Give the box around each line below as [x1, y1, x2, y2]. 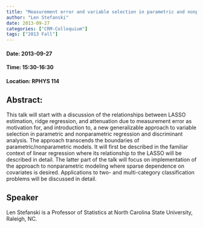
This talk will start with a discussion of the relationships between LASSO [6, 111, 186, 118]
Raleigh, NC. [6, 215, 37, 222]
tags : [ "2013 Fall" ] [6, 31, 59, 37]
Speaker [6, 192, 39, 203]
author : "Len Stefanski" [6, 14, 69, 21]
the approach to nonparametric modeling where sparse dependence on [6, 162, 184, 169]
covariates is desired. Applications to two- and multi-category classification [6, 168, 195, 176]
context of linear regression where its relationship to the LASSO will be [6, 149, 182, 157]
